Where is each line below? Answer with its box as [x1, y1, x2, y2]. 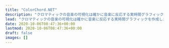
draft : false [5, 30, 33, 35]
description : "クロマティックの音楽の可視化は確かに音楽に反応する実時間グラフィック [5, 12, 164, 17]
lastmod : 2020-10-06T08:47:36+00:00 [5, 26, 82, 31]
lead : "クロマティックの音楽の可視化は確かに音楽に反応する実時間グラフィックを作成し [5, 16, 163, 21]
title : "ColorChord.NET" [5, 7, 57, 12]
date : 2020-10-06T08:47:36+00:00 [5, 21, 75, 26]
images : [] [5, 35, 28, 40]
